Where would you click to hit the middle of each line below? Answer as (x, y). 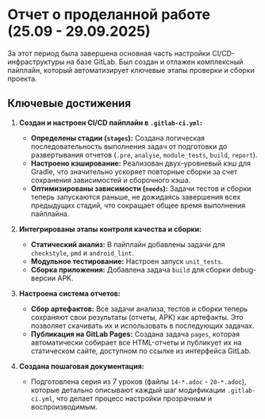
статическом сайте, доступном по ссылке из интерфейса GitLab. (141, 351)
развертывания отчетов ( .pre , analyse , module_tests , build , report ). (144, 154)
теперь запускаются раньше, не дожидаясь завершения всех (136, 196)
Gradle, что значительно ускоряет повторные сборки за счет (134, 171)
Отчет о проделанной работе (109, 15)
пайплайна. (50, 213)
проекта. (22, 78)
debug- (244, 269)
